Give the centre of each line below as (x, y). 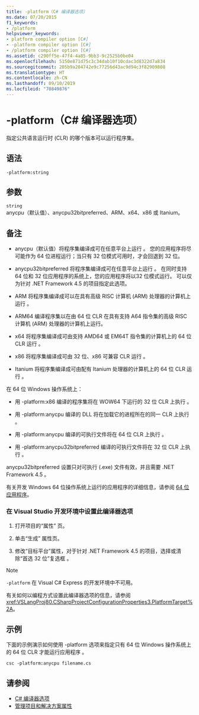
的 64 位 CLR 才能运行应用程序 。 (47, 652)
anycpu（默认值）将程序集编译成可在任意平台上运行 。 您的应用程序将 (100, 249)
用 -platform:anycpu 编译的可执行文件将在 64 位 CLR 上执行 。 (91, 434)
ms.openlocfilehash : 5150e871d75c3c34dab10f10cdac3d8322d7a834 (86, 61)
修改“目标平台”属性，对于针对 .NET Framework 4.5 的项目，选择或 (95, 551)
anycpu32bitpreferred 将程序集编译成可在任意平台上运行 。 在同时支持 (101, 269)
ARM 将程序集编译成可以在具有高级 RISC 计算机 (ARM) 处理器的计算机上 (103, 296)
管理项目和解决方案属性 (43, 706)
